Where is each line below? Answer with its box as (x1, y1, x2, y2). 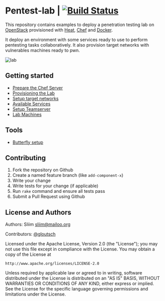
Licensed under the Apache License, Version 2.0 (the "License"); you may (5, 241, 158, 247)
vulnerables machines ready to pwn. (5, 47, 80, 53)
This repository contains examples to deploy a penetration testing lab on (5, 22, 154, 28)
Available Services (12, 101, 51, 107)
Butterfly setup (12, 139, 43, 145)
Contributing (5, 153, 46, 162)
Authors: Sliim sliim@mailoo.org (5, 221, 71, 227)
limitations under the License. (5, 291, 66, 297)
